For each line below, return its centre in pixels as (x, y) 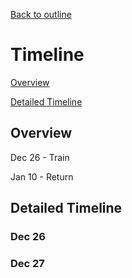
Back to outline (41, 14)
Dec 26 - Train (40, 157)
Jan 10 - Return (42, 176)
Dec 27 (27, 263)
